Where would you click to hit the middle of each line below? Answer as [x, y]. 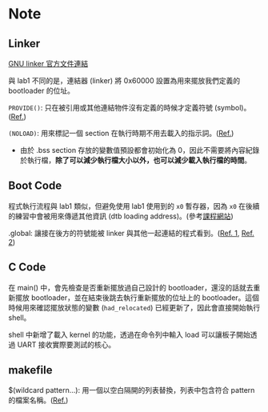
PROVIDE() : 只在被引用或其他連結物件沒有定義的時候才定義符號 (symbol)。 [130, 108]
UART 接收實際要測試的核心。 [66, 344]
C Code [27, 268]
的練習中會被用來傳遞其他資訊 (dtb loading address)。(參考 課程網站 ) [121, 216]
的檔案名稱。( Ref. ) [38, 400]
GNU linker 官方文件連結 [48, 64]
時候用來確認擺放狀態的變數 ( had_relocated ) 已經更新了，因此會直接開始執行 [134, 307]
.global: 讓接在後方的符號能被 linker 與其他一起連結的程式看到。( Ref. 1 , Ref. [131, 233]
